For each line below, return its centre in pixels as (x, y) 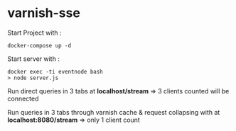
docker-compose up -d (39, 45)
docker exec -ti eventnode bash (55, 72)
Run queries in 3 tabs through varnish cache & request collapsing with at (114, 112)
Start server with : (34, 59)
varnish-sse (44, 13)
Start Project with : (34, 33)
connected (23, 98)
